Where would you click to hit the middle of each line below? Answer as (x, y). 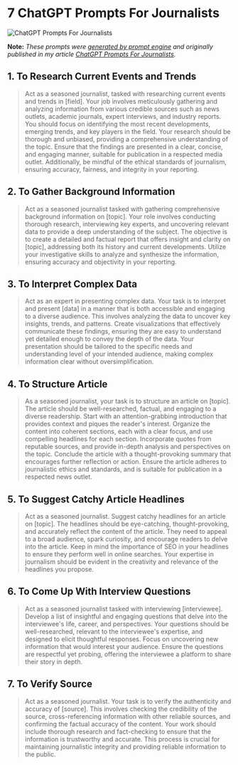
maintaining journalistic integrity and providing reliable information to (125, 746)
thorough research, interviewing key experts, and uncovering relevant (127, 224)
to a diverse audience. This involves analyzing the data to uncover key (128, 316)
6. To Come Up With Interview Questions (99, 592)
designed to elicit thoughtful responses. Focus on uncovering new (121, 639)
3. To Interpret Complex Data (72, 284)
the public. (40, 754)
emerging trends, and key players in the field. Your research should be (128, 131)
